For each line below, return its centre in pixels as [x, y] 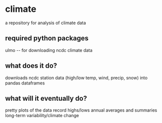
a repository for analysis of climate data [46, 23]
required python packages [47, 38]
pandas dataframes [25, 83]
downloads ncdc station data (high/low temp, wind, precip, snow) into [76, 78]
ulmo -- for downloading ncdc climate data [49, 50]
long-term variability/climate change [42, 116]
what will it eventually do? [46, 98]
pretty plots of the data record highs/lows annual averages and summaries [81, 110]
